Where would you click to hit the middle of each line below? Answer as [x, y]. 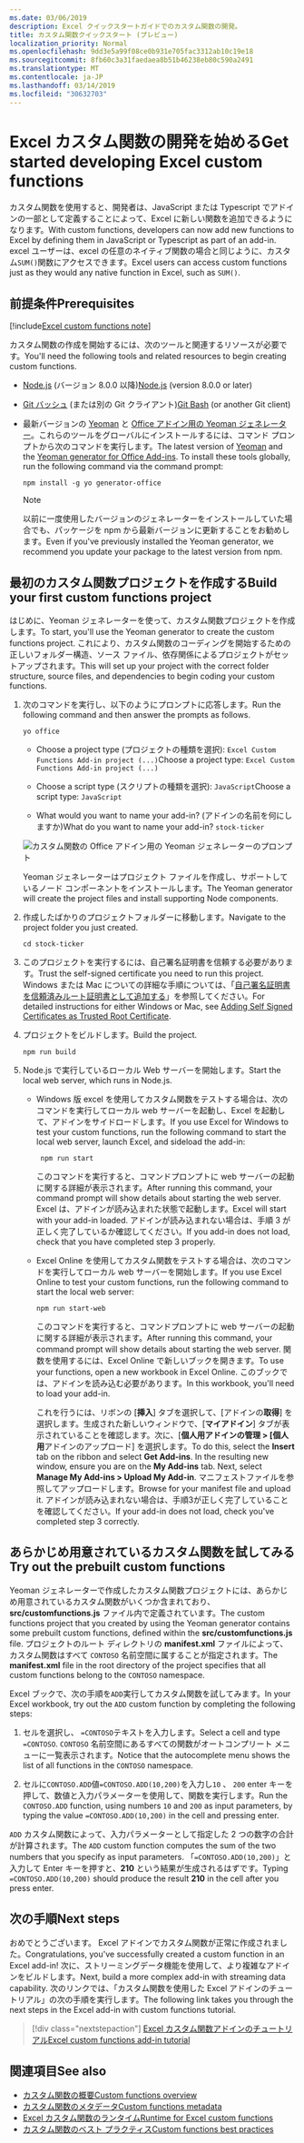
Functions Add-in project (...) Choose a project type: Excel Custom [165, 760]
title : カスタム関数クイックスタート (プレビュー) [94, 35]
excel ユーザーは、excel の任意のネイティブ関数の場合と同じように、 [138, 251]
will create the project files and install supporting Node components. [150, 899]
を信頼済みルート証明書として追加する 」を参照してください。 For [143, 996]
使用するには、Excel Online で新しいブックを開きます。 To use [168, 1361]
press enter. [32, 1887]
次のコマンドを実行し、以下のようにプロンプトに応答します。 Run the [152, 705]
